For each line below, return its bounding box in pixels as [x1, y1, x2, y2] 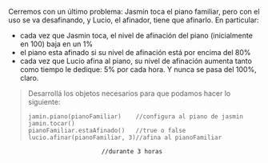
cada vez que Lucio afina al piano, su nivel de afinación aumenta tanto [19, 56, 252, 66]
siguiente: [27, 97, 61, 106]
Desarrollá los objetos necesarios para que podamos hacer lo [27, 89, 231, 98]
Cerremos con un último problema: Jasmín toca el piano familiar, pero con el [8, 7, 260, 16]
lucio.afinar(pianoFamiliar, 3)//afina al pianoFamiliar [27, 133, 222, 141]
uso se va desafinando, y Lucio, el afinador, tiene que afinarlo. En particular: [8, 15, 259, 25]
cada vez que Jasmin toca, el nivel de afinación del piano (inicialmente [19, 31, 254, 40]
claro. [19, 74, 39, 82]
